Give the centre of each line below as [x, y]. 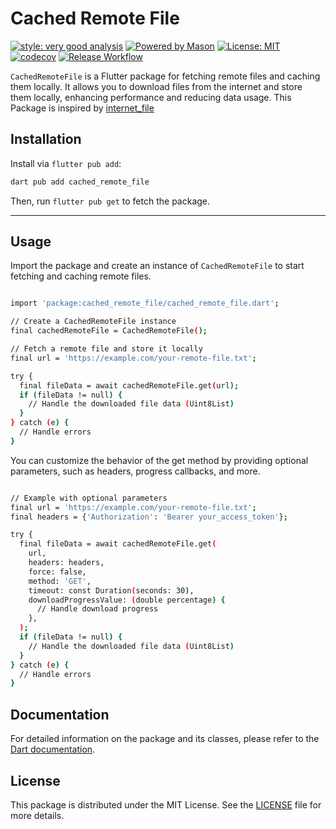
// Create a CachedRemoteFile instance [93, 322]
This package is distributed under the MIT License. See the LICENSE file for [166, 804]
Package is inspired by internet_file [82, 108]
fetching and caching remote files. [81, 276]
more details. [37, 815]
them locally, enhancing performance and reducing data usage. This [151, 97]
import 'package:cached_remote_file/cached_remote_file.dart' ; [145, 303]
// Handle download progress [97, 609]
